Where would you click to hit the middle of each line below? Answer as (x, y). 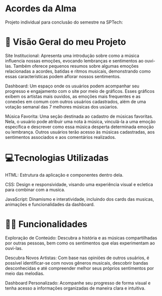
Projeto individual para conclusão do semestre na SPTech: (64, 22)
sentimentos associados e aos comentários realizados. (61, 137)
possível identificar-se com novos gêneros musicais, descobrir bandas (77, 263)
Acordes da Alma (41, 9)
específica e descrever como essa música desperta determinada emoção (80, 127)
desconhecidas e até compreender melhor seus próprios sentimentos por (80, 268)
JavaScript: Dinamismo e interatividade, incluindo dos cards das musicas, (80, 199)
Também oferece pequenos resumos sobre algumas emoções (76, 66)
